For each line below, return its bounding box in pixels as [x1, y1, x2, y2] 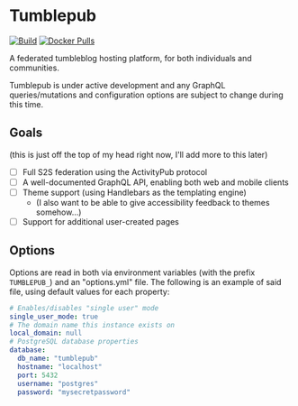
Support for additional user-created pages [22, 216, 180, 226]
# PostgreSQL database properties [9, 337, 140, 346]
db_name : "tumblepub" [17, 354, 99, 364]
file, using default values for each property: [9, 286, 170, 297]
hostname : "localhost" [17, 362, 103, 371]
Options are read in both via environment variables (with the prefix [9, 267, 256, 278]
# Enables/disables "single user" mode [9, 303, 159, 312]
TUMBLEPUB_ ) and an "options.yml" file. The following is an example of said [9, 276, 282, 287]
